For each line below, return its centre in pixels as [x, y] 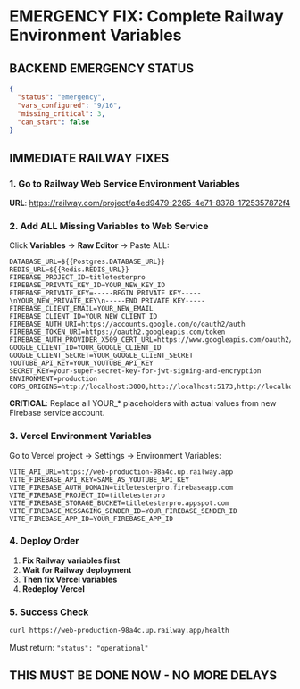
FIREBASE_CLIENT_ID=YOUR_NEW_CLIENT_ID [83, 317]
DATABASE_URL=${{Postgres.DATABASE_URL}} [87, 262]
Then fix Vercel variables [70, 579]
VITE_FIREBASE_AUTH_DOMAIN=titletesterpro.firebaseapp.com [121, 487]
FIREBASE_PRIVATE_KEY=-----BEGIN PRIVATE [87, 293]
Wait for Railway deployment [77, 569]
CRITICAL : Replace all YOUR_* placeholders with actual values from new [143, 403]
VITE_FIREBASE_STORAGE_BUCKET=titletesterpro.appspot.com [119, 503]
